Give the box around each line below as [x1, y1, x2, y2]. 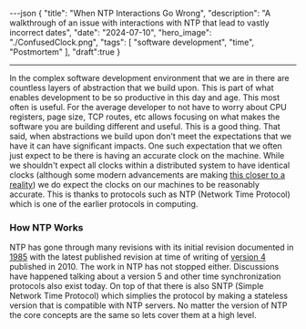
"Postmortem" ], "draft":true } [9, 46, 121, 57]
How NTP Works [9, 221, 84, 233]
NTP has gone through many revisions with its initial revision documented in [9, 242, 294, 253]
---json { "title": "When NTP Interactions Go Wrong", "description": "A [9, 8, 271, 18]
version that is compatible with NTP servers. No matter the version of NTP [9, 300, 288, 311]
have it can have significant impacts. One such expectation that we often [9, 140, 282, 151]
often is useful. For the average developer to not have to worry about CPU [9, 102, 287, 112]
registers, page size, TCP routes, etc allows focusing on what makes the [9, 111, 280, 122]
